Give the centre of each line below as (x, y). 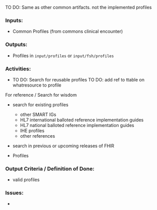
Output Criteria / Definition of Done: (50, 169)
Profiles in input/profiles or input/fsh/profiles (63, 56)
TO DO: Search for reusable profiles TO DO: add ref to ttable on (78, 79)
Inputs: (14, 20)
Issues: (14, 193)
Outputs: (16, 45)
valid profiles (26, 180)
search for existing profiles (40, 104)
